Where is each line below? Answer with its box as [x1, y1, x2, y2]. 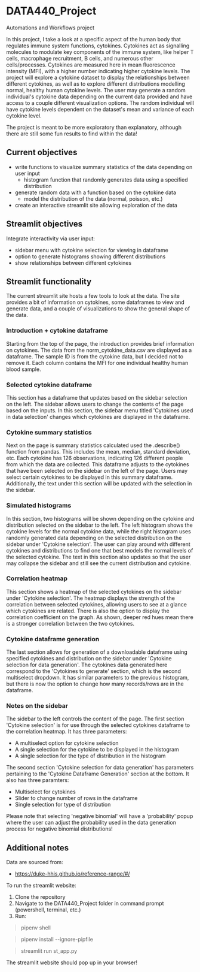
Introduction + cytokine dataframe [6, 327, 109, 335]
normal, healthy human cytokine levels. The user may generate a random [6, 86, 186, 93]
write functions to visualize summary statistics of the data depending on [14, 163, 193, 170]
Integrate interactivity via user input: [6, 235, 96, 242]
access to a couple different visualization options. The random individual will [6, 99, 194, 106]
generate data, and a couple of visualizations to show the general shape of [6, 305, 190, 312]
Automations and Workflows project [6, 24, 94, 31]
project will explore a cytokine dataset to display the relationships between [6, 74, 190, 81]
